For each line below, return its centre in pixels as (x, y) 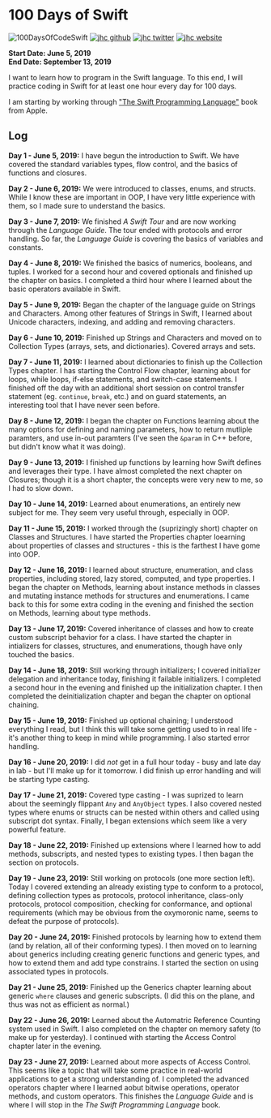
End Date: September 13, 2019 (60, 62)
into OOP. (24, 554)
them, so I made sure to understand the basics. (87, 205)
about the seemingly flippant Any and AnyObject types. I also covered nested (135, 803)
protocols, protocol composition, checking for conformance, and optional (130, 904)
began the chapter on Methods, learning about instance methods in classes (134, 587)
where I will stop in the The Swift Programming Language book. (114, 1104)
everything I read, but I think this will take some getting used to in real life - (133, 729)
